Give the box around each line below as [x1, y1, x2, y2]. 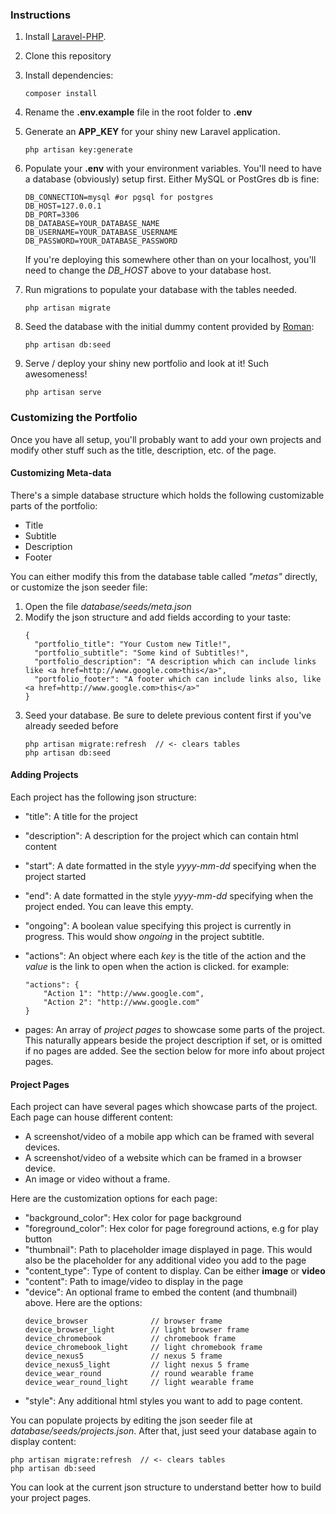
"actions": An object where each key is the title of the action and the [24, 950, 307, 962]
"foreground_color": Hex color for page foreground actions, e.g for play [24, 1223, 319, 1235]
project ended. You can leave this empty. [24, 901, 194, 912]
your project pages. [10, 1492, 92, 1504]
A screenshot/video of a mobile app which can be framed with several [24, 1131, 315, 1143]
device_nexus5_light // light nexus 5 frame [24, 1360, 250, 1370]
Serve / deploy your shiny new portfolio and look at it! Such [24, 358, 269, 370]
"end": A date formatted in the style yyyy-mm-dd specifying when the [24, 890, 314, 902]
